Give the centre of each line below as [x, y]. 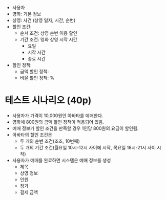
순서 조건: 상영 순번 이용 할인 [48, 33]
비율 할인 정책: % [37, 78]
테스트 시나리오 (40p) [48, 101]
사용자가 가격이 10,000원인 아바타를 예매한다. [58, 115]
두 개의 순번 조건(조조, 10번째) [50, 141]
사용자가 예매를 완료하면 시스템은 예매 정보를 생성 [61, 160]
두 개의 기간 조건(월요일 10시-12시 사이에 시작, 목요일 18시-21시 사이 [88, 147]
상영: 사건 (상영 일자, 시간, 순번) [44, 20]
